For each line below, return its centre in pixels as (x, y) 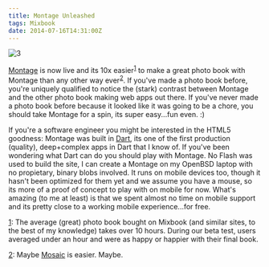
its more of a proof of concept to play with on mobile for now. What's (122, 189)
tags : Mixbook (32, 23)
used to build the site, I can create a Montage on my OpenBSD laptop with (130, 164)
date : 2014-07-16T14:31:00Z (55, 30)
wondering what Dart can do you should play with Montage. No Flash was (130, 155)
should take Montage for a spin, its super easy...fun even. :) (106, 114)
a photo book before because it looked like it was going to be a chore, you (131, 106)
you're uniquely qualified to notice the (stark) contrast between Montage (128, 88)
